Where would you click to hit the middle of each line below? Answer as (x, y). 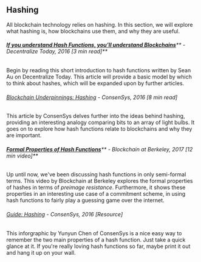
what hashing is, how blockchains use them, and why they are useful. (93, 31)
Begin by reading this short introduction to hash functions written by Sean (99, 71)
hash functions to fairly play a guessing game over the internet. (86, 201)
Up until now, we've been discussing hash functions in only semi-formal (96, 174)
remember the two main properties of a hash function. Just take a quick (96, 240)
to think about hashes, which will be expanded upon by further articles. (95, 83)
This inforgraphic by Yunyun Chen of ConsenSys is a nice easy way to (94, 233)
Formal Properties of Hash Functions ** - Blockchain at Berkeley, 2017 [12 (100, 149)
